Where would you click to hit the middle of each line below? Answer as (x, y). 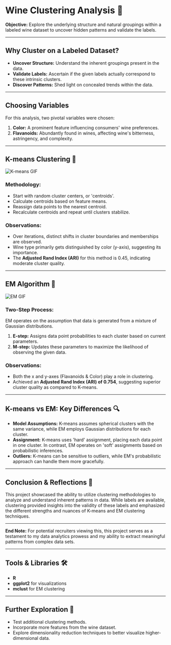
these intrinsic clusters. (37, 79)
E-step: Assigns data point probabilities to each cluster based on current (89, 336)
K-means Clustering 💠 (41, 159)
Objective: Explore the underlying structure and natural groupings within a (83, 24)
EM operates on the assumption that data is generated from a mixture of (81, 321)
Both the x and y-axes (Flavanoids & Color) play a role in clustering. (83, 377)
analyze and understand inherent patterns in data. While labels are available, (85, 500)
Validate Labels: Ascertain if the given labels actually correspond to (84, 74)
